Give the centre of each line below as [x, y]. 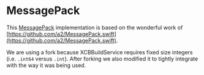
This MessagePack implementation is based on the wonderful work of [95, 27]
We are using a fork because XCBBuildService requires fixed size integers [100, 52]
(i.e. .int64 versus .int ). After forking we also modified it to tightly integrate [102, 59]
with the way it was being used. [46, 65]
